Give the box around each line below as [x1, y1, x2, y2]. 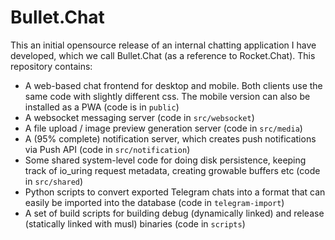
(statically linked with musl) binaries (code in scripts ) [24, 217, 246, 230]
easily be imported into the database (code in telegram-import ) [24, 196, 285, 208]
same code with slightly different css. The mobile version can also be [24, 90, 311, 102]
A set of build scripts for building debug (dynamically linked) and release [24, 207, 325, 219]
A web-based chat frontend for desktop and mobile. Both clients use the [24, 79, 323, 91]
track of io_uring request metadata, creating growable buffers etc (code [24, 164, 321, 176]
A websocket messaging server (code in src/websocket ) [24, 111, 255, 123]
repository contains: [10, 60, 93, 72]
